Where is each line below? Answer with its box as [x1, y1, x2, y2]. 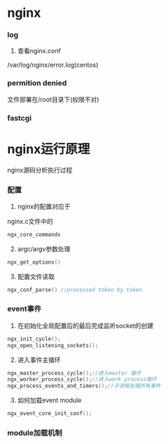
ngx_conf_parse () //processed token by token [7, 286, 142, 293]
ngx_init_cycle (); [7, 335, 61, 342]
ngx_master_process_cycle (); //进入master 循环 [7, 370, 141, 377]
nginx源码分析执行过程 [7, 166, 73, 174]
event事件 [7, 304, 42, 314]
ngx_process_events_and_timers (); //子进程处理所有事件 [7, 382, 161, 390]
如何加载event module [17, 396, 82, 405]
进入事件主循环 [17, 356, 61, 364]
